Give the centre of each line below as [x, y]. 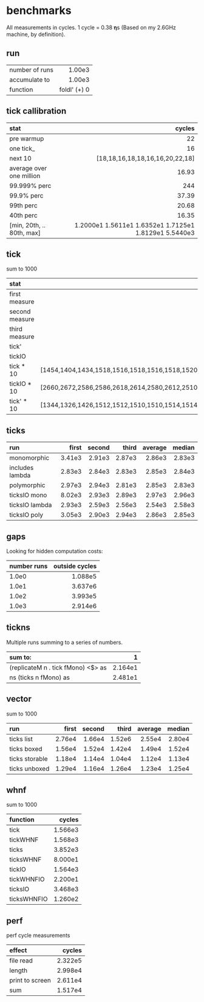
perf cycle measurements [38, 935]
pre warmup [27, 139]
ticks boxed [26, 748]
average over [28, 168]
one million [25, 176]
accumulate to [30, 80]
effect [18, 950]
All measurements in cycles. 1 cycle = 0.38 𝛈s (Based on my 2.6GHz [91, 27]
